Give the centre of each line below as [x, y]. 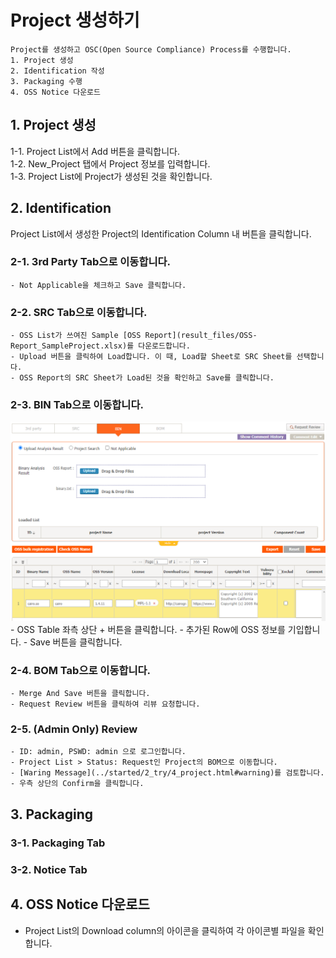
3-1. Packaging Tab [58, 843]
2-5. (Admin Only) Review [74, 729]
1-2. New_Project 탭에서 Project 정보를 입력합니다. [110, 163]
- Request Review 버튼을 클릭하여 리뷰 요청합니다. [105, 704]
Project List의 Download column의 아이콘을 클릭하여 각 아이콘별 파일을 [165, 930]
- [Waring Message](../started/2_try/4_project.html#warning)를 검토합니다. [167, 773]
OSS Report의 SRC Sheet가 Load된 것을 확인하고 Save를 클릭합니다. [147, 378]
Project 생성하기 [75, 20]
